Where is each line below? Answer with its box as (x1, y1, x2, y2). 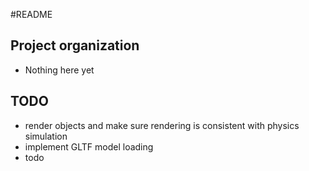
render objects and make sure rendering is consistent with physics (24, 119, 300, 131)
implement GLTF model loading (24, 140, 154, 153)
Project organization (10, 37, 140, 54)
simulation (24, 130, 68, 142)
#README (10, 9, 53, 20)
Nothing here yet (24, 64, 95, 76)
